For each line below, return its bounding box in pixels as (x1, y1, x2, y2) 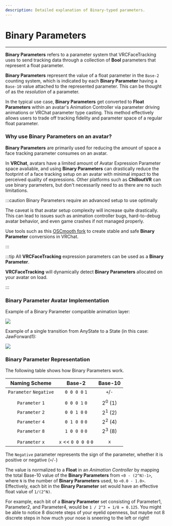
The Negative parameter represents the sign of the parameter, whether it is (5, 451, 163, 457)
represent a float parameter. (5, 62, 64, 68)
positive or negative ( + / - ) (5, 457, 58, 463)
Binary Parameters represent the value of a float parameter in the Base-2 (5, 72, 160, 78)
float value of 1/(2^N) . (5, 488, 52, 495)
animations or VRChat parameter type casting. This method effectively (5, 109, 154, 115)
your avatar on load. (5, 274, 48, 280)
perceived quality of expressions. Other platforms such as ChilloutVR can (5, 176, 161, 183)
